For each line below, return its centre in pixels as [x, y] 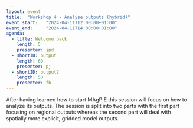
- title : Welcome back [39, 39]
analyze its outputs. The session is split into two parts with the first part [93, 106]
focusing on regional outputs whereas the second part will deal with [89, 112]
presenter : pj [34, 66]
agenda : [16, 34]
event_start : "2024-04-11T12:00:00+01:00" [62, 22]
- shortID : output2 [35, 72]
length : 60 [30, 61]
